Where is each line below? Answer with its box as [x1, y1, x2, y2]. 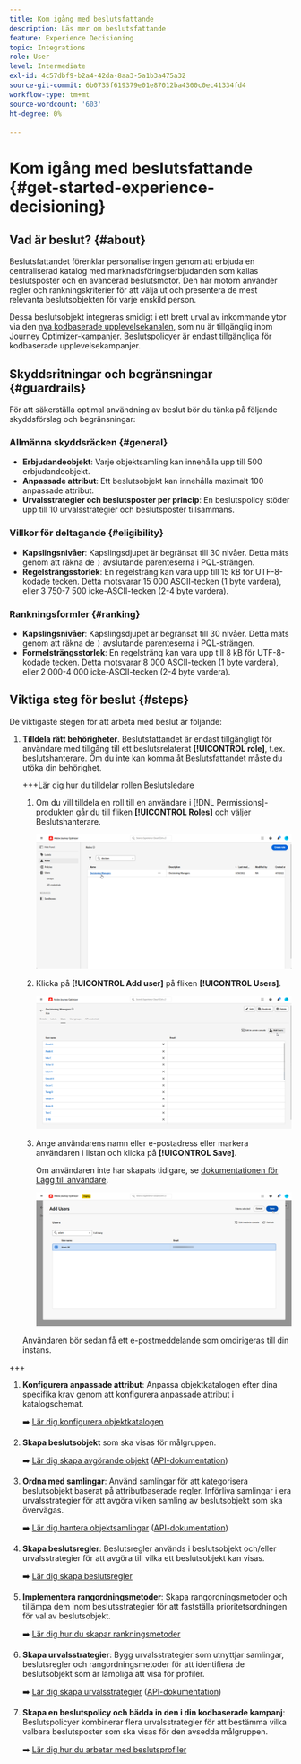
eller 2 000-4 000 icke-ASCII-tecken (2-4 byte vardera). [21, 666, 231, 677]
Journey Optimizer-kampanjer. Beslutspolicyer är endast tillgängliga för [9, 331, 272, 341]
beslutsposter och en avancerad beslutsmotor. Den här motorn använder [9, 275, 278, 287]
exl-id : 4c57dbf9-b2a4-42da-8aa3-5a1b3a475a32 [9, 72, 186, 81]
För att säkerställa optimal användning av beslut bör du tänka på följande [9, 404, 278, 415]
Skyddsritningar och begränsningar [9, 366, 213, 382]
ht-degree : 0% [9, 109, 63, 119]
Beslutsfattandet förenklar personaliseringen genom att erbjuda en [9, 256, 255, 267]
